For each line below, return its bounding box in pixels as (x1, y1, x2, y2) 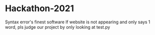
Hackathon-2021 (5, 3, 74, 14)
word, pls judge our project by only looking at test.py (5, 24, 110, 30)
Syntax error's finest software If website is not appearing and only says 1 (5, 19, 151, 25)
